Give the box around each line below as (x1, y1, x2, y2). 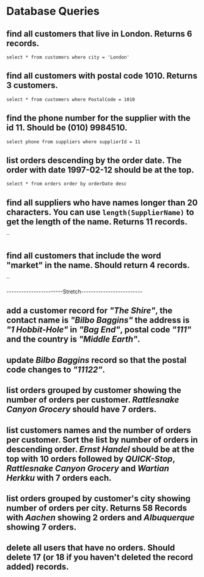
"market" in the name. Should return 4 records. (6, 260, 191, 270)
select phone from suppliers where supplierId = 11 (6, 138, 140, 145)
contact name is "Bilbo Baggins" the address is (6, 315, 190, 326)
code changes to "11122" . (6, 364, 106, 375)
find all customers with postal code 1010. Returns (6, 71, 197, 81)
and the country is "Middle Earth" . (6, 334, 140, 345)
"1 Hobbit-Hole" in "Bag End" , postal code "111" (6, 324, 192, 335)
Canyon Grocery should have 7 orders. (6, 404, 157, 415)
